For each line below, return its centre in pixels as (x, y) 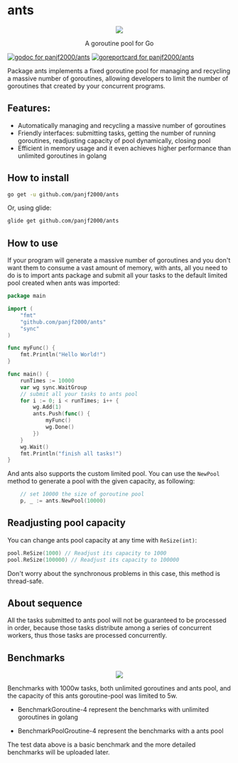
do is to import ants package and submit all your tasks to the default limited (118, 275)
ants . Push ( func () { (62, 414)
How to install (38, 178)
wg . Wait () (35, 447)
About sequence (45, 603)
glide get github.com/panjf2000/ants (63, 221)
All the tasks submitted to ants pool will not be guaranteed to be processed (117, 620)
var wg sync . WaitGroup (54, 387)
